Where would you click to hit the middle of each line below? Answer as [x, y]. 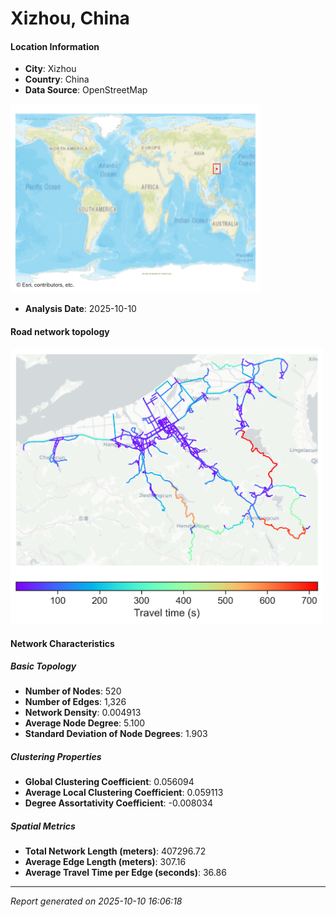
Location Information [55, 46]
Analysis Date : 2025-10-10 [80, 309]
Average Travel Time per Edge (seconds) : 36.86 [125, 873]
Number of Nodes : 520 [73, 691]
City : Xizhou [50, 69]
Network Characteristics [62, 643]
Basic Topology [43, 666]
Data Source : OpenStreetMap [86, 90]
